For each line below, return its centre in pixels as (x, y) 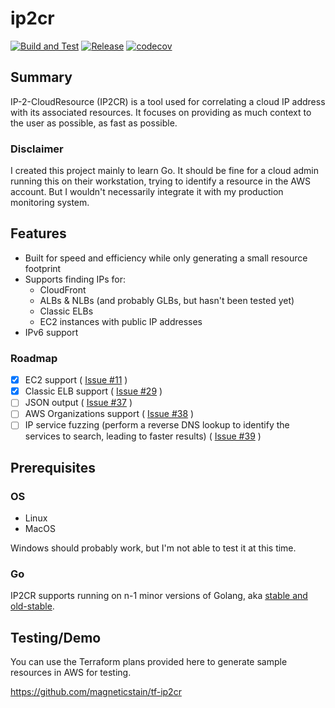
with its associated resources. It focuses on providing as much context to (161, 112)
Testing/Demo (56, 637)
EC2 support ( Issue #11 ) (76, 380)
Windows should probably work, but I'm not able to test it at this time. (153, 548)
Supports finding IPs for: (75, 279)
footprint (43, 268)
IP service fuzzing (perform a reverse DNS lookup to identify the (157, 425)
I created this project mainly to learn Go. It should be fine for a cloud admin (164, 171)
